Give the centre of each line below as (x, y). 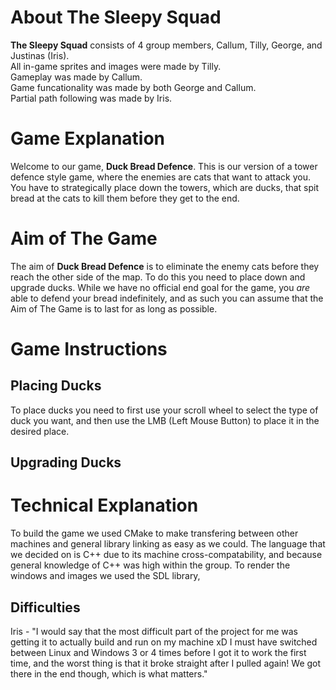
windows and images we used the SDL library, (105, 576)
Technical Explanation (104, 505)
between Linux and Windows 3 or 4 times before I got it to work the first (158, 652)
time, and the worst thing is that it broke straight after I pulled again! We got (166, 663)
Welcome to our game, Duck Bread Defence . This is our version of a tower (164, 166)
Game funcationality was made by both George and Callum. (133, 87)
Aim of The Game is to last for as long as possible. (114, 308)
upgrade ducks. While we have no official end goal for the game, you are (160, 287)
